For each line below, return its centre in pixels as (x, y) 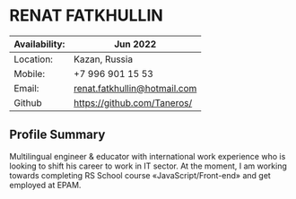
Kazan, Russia (103, 59)
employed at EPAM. (45, 185)
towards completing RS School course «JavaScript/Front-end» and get (140, 175)
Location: (34, 59)
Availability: (39, 44)
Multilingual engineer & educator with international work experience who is (148, 156)
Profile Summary (57, 135)
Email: (26, 88)
